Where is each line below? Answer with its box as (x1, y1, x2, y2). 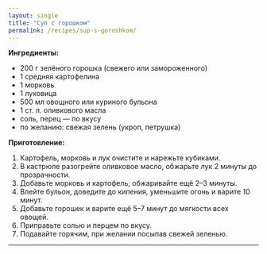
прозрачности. (19, 170, 71, 179)
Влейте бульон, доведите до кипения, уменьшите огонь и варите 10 (19, 187, 250, 197)
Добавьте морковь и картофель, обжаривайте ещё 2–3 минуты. (19, 179, 238, 188)
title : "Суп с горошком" (8, 19, 91, 27)
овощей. (19, 212, 49, 222)
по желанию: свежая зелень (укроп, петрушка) (19, 122, 181, 132)
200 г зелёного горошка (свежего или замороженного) (19, 63, 208, 73)
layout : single (8, 11, 59, 20)
